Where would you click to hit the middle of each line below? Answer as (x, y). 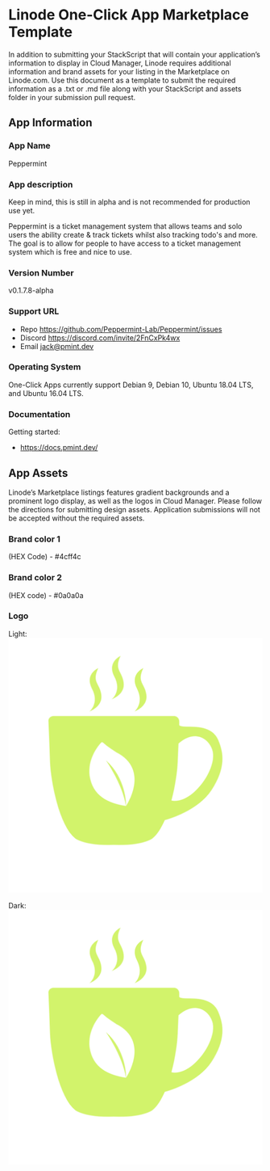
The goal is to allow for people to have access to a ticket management (125, 243)
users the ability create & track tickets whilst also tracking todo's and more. (133, 234)
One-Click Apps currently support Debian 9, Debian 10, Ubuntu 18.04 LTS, (131, 385)
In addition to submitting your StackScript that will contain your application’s (134, 54)
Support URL (34, 311)
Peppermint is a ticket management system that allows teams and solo (125, 226)
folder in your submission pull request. (72, 97)
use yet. (22, 210)
